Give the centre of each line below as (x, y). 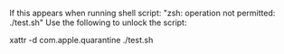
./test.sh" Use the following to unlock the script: (98, 22)
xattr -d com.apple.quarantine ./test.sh (81, 40)
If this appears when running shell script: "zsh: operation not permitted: (142, 13)
